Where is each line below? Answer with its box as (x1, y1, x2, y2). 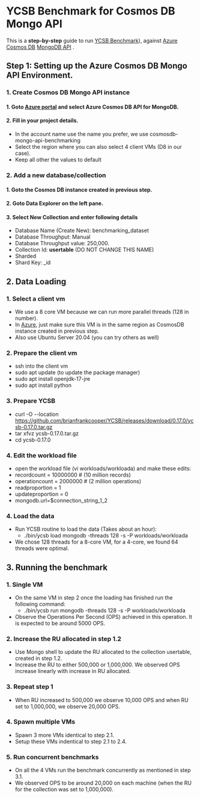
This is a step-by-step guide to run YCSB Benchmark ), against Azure (6, 37, 178, 44)
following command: (14, 600, 66, 607)
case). (14, 149, 31, 157)
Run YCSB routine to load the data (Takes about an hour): (14, 525, 157, 533)
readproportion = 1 (14, 484, 61, 491)
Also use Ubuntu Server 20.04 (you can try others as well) (14, 334, 159, 341)
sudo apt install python (14, 381, 72, 389)
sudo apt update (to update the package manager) (14, 369, 140, 376)
